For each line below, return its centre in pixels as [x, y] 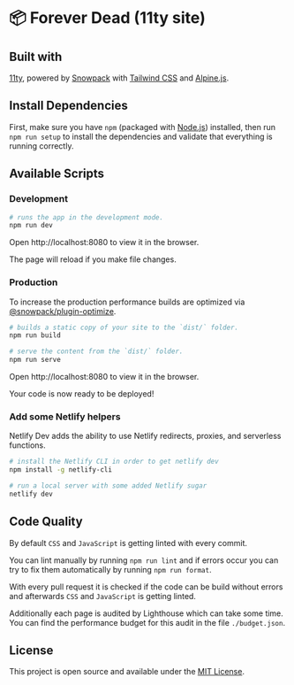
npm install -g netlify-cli [61, 470]
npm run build [35, 335]
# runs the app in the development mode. [87, 217]
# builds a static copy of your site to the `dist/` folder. [124, 327]
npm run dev [31, 226]
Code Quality [46, 522]
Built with [36, 56]
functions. [27, 445]
